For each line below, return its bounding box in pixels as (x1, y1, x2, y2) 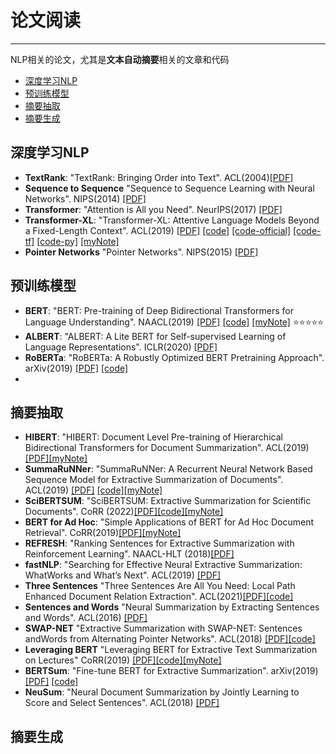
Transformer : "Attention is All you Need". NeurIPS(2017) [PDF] (24, 203, 283, 215)
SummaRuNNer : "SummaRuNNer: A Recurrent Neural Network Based (24, 463, 313, 475)
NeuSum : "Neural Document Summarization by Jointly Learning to (24, 686, 300, 698)
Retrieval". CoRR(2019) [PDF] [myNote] (24, 527, 182, 539)
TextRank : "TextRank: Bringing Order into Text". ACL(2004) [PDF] (24, 171, 294, 183)
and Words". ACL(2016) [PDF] (24, 612, 148, 624)
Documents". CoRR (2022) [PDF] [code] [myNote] (24, 506, 224, 518)
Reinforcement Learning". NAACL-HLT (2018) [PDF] (24, 548, 235, 560)
